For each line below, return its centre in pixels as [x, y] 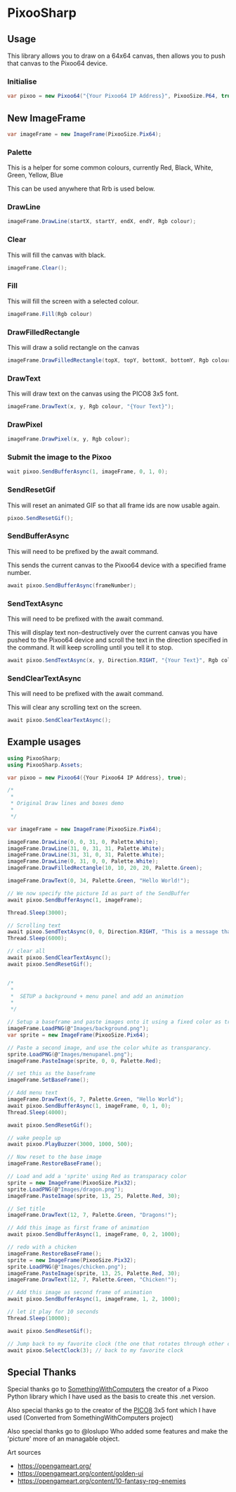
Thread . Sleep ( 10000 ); [39, 1318]
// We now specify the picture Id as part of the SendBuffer [99, 893]
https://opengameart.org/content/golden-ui [80, 1474]
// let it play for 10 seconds [53, 1312]
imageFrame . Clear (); [38, 268]
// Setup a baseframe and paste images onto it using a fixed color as [114, 1022]
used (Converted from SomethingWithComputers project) [91, 1418]
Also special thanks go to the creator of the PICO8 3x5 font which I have [112, 1410]
